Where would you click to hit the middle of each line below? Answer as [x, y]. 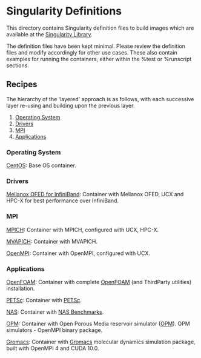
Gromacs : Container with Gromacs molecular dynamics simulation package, [101, 342]
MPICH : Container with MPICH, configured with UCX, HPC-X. [83, 230]
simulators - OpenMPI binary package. [54, 330]
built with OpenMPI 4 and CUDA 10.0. [53, 348]
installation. [21, 288]
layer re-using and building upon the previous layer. [71, 105]
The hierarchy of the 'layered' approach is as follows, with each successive [100, 99]
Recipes [22, 85]
